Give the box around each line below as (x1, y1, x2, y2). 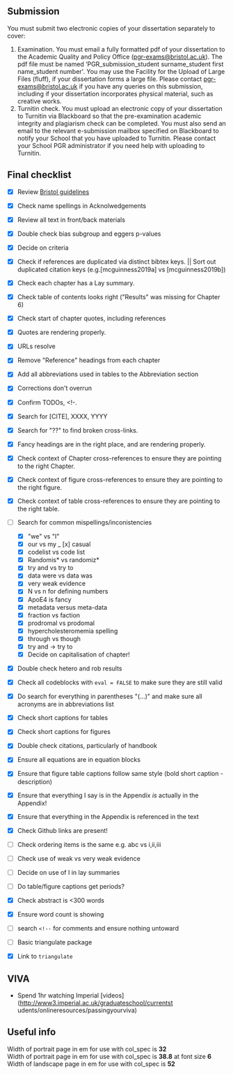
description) (17, 777, 53, 785)
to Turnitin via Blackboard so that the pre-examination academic (17, 112, 202, 120)
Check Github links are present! (17, 826, 108, 834)
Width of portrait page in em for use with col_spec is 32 (7, 1044, 167, 1053)
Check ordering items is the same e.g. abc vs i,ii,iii (17, 840, 161, 848)
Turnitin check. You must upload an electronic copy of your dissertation (17, 104, 223, 112)
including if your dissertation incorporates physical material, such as (17, 89, 214, 98)
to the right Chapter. (17, 462, 75, 470)
